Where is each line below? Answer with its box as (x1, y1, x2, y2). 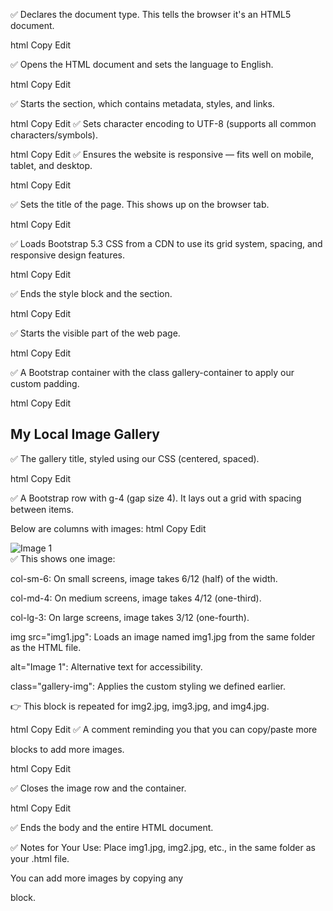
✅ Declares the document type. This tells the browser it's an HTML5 (10, 9, 292, 20)
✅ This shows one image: (10, 552, 116, 564)
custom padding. (10, 378, 80, 389)
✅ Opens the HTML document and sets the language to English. (10, 59, 274, 70)
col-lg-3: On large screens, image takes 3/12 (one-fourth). (10, 611, 250, 623)
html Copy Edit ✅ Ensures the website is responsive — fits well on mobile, (10, 149, 315, 160)
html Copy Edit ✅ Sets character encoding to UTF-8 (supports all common (10, 118, 317, 129)
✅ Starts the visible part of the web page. (10, 327, 181, 339)
